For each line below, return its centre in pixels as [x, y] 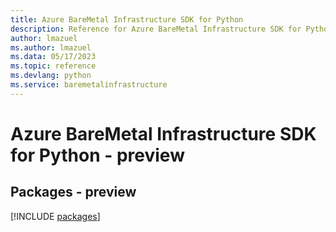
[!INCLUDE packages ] [55, 216]
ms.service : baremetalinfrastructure [89, 85]
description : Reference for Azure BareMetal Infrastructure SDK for [156, 29]
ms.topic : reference [53, 66]
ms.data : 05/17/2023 [53, 57]
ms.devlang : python [51, 76]
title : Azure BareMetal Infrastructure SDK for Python [127, 19]
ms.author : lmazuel [51, 47]
